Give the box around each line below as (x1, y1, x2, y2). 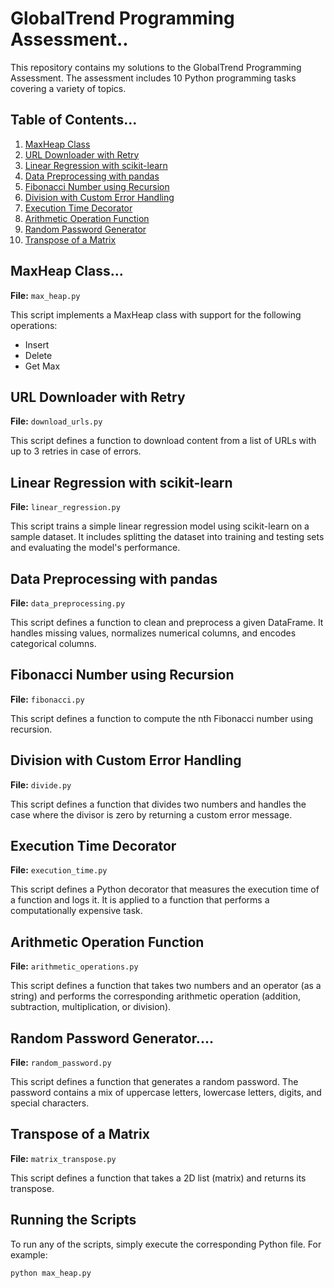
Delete (24, 349, 53, 361)
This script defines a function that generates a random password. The (10, 1076, 299, 1088)
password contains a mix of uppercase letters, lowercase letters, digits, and (10, 1087, 322, 1099)
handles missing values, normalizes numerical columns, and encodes (10, 627, 297, 639)
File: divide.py (10, 778, 72, 791)
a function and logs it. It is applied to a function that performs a (10, 894, 270, 906)
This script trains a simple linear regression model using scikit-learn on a (10, 520, 310, 532)
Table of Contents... (10, 112, 138, 129)
